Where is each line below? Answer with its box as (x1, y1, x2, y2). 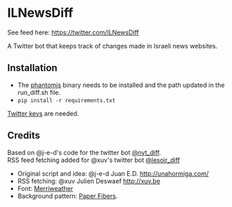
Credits (7, 130, 41, 142)
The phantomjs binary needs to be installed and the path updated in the (17, 81, 225, 89)
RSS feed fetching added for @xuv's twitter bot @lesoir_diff (7, 156, 181, 164)
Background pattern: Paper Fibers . (17, 192, 118, 200)
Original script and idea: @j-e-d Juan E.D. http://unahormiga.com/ (17, 169, 210, 178)
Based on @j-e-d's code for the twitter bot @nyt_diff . (7, 148, 162, 156)
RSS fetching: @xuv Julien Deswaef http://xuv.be (17, 177, 160, 185)
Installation (7, 62, 58, 74)
